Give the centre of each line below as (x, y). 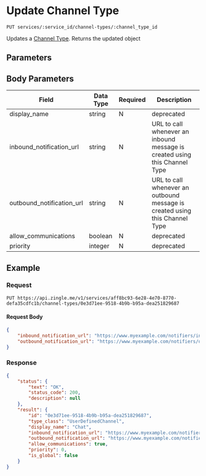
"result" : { (32, 410)
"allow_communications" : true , (68, 444)
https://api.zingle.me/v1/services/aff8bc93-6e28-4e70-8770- (97, 298)
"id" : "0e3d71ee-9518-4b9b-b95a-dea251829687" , (90, 415)
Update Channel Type (63, 11)
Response (21, 363)
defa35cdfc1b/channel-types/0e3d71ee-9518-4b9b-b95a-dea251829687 (93, 303)
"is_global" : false (53, 456)
